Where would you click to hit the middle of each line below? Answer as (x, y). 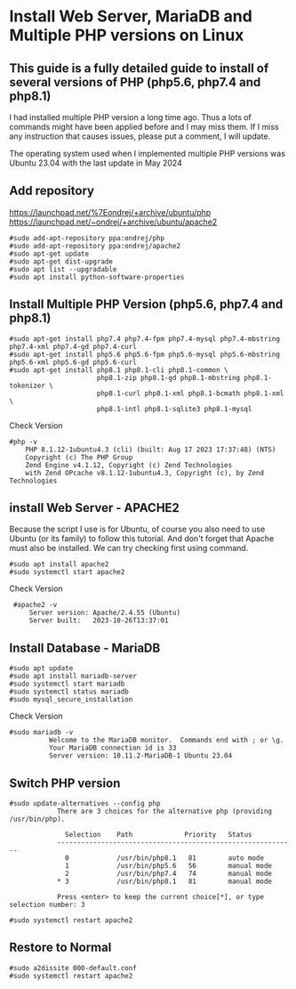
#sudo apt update (41, 669)
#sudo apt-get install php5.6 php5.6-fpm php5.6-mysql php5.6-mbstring (144, 354)
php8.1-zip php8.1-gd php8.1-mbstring (168, 377)
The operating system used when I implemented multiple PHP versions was (148, 154)
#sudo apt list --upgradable (63, 269)
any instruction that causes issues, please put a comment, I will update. (140, 136)
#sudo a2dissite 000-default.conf (73, 968)
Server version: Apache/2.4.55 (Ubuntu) (104, 613)
